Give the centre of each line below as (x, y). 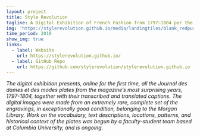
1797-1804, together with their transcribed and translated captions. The (94, 96)
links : (14, 45)
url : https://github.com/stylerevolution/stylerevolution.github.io (104, 67)
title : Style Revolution (37, 17)
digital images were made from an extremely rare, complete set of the (92, 103)
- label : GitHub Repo (38, 61)
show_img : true (25, 39)
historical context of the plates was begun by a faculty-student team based (99, 122)
